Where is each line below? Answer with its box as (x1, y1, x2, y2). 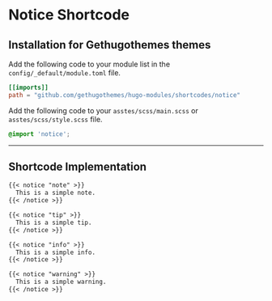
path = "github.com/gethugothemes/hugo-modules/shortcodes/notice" (8, 91, 241, 99)
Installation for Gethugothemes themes (8, 38, 211, 52)
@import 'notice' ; (8, 129, 70, 138)
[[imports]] (8, 83, 49, 91)
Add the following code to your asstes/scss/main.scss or (8, 105, 198, 115)
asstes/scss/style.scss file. (8, 114, 103, 124)
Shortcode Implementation (8, 160, 147, 174)
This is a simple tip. (15, 218, 92, 227)
